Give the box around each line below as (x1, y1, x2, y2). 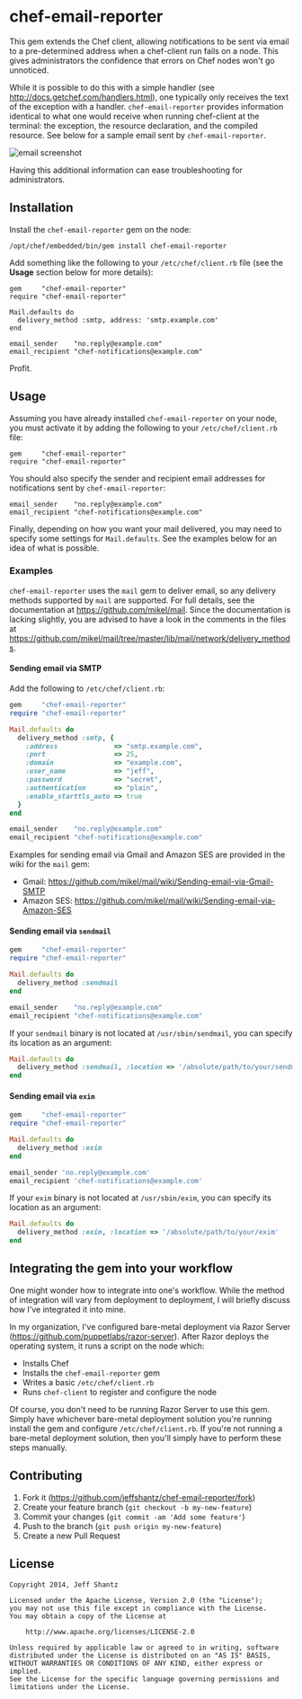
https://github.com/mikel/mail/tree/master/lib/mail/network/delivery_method (9, 633, 290, 643)
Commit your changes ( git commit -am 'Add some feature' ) (22, 1511, 245, 1522)
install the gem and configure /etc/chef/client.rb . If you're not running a (9, 1422, 283, 1434)
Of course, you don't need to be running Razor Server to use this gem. (9, 1403, 270, 1414)
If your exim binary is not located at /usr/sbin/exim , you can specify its (9, 1192, 271, 1203)
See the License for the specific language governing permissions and (9, 1674, 280, 1684)
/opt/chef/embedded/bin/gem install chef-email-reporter (9, 241, 227, 251)
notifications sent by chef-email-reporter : (9, 482, 166, 493)
